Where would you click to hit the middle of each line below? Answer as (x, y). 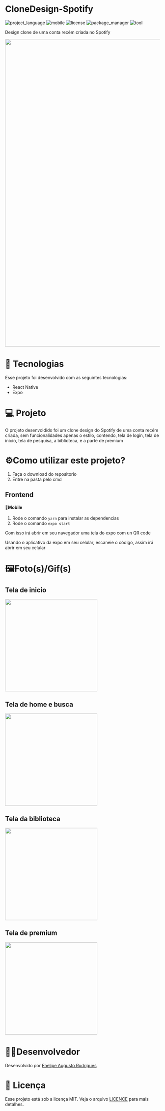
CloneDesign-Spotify (49, 9)
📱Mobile (14, 507)
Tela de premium (31, 933)
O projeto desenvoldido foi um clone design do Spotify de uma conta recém (82, 430)
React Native (25, 387)
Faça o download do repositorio (44, 474)
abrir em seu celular (25, 548)
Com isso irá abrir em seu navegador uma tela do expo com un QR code (78, 533)
